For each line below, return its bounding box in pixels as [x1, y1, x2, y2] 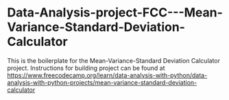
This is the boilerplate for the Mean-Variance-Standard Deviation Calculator [7, 56, 221, 64]
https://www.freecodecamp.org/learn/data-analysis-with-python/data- [7, 71, 208, 79]
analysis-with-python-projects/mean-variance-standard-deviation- [7, 78, 197, 86]
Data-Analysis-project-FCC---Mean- [7, 5, 223, 21]
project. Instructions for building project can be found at [7, 64, 165, 72]
